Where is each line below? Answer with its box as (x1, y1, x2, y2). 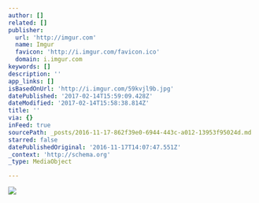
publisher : (8, 26, 44, 34)
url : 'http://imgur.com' (15, 33, 97, 42)
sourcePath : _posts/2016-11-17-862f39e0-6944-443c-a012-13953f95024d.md (8, 128, 252, 136)
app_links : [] (8, 77, 55, 85)
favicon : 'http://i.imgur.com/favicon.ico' (15, 48, 160, 56)
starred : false (8, 135, 58, 144)
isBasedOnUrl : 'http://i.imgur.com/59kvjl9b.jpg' (8, 84, 175, 93)
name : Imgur (15, 41, 55, 49)
